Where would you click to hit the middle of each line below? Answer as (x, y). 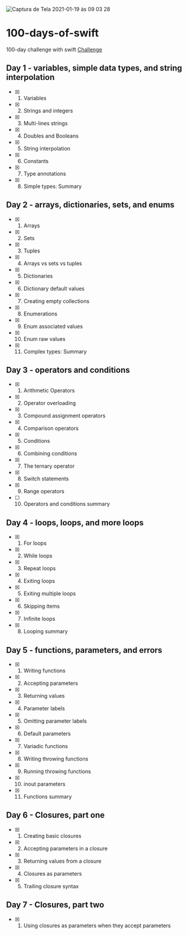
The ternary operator (49, 466)
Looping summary (46, 631)
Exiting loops (39, 581)
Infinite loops (39, 619)
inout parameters (44, 784)
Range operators (44, 492)
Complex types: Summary (55, 351)
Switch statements (46, 479)
